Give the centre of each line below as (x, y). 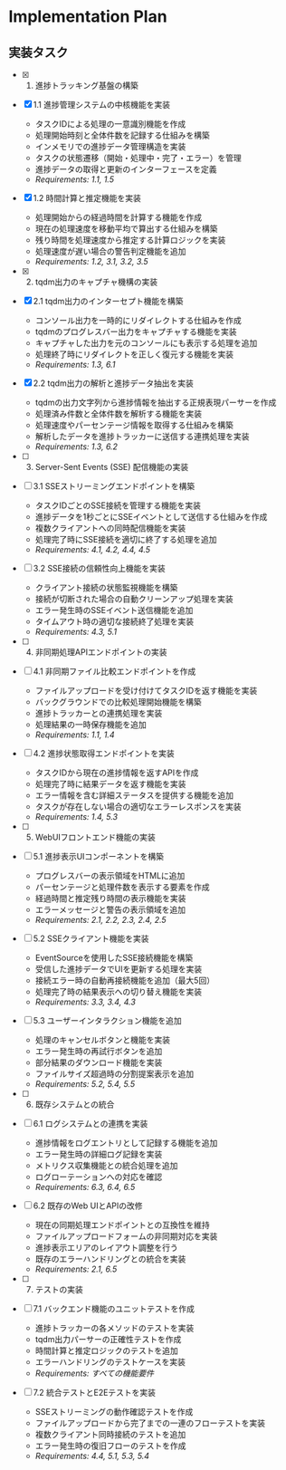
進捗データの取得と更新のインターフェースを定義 (126, 169)
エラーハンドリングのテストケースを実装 (110, 1362)
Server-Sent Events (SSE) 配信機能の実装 (112, 467)
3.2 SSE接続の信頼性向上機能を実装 (100, 568)
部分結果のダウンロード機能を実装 (99, 1062)
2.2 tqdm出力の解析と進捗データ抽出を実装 (113, 383)
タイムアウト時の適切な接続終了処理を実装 (114, 621)
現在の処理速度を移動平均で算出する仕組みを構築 (126, 229)
